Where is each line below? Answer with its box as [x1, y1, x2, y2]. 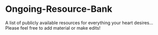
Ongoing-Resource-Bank [5, 3, 113, 15]
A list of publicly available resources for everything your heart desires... [5, 20, 153, 26]
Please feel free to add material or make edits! [5, 25, 101, 31]
